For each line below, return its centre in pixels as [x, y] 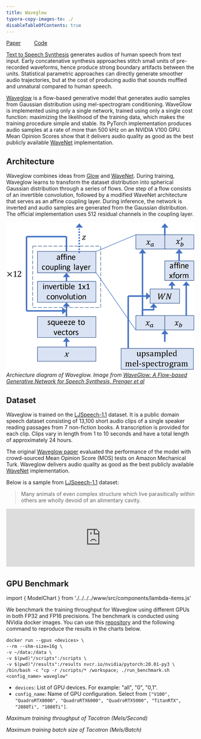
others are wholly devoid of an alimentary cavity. [81, 501]
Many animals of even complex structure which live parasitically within [108, 494]
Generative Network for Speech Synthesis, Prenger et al [75, 381]
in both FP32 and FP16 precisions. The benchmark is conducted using [93, 616]
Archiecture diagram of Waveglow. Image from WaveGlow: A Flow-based [97, 375]
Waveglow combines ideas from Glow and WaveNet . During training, [91, 176]
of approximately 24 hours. [39, 440]
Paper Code [27, 43]
